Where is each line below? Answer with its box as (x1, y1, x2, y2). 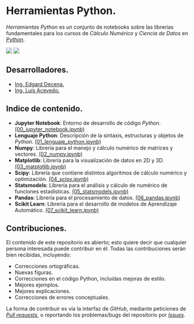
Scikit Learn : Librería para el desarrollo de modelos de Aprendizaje (14, 200, 177, 207)
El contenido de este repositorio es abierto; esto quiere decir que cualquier (6, 239, 187, 246)
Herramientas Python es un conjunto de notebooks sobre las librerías (6, 23, 174, 30)
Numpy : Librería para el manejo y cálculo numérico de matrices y (14, 144, 173, 151)
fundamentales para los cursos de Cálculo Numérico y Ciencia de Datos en (6, 29, 189, 36)
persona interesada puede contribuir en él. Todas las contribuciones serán (6, 245, 186, 253)
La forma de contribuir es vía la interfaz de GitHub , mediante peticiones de (6, 305, 186, 312)
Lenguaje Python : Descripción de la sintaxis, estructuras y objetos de (14, 132, 183, 139)
